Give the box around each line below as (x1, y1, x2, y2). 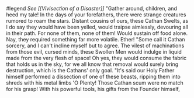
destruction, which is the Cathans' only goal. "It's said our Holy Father (6, 67, 175, 73)
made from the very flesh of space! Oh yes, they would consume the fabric (6, 55, 187, 61)
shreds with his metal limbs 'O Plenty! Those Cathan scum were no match (6, 79, 183, 86)
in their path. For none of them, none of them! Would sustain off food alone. (6, 30, 188, 37)
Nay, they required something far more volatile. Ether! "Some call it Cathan (6, 36, 185, 43)
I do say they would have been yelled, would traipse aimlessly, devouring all (6, 23, 189, 30)
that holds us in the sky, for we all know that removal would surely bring (6, 61, 179, 68)
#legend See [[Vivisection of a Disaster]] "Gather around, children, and (6, 5, 177, 12)
